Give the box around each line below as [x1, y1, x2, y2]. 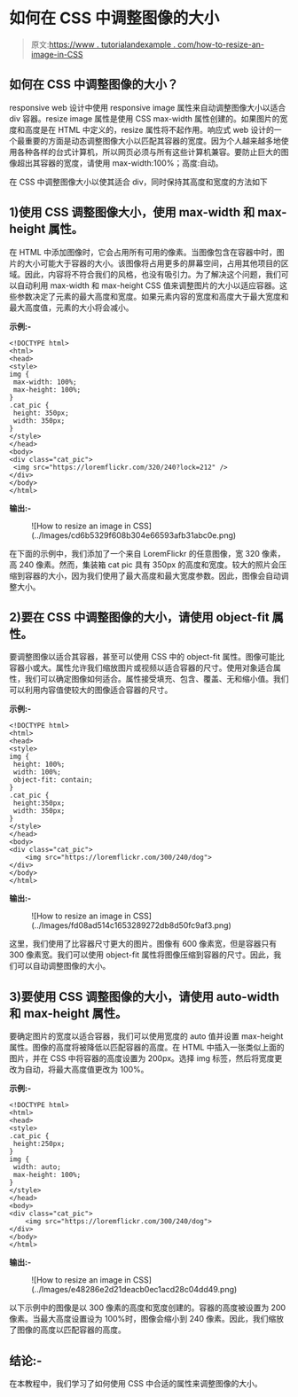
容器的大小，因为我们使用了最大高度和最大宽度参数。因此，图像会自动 [24, 570, 281, 581]
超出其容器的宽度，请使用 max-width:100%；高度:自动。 [16, 157, 223, 168]
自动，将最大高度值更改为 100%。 [24, 1065, 149, 1075]
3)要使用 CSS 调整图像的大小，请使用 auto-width [9, 989, 279, 1004]
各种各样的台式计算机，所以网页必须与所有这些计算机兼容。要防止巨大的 [16, 146, 281, 157]
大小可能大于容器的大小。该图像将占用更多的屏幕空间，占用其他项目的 [24, 258, 281, 269]
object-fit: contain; [12, 776, 93, 784]
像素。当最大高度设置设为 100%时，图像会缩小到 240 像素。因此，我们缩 [9, 1314, 277, 1324]
